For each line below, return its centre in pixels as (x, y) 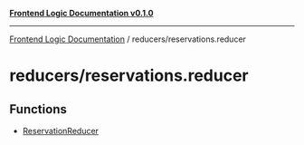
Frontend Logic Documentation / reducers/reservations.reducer (128, 39)
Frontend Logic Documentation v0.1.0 (81, 13)
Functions (38, 109)
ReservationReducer (61, 131)
